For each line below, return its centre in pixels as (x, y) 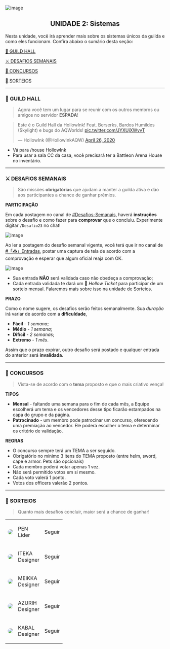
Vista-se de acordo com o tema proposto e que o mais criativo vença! (91, 384)
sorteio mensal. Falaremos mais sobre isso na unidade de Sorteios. (82, 289)
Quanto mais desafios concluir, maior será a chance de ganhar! (83, 512)
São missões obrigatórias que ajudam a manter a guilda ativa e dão (88, 190)
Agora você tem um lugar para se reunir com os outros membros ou (88, 110)
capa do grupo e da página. (41, 415)
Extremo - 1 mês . (31, 340)
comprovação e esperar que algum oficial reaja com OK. (64, 258)
